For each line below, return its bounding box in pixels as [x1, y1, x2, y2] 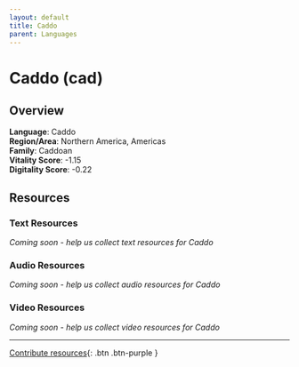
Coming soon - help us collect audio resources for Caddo [9, 279, 221, 290]
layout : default [9, 12, 69, 22]
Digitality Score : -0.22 [9, 164, 93, 175]
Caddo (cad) [9, 68, 104, 88]
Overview [9, 103, 65, 118]
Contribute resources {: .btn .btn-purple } [9, 347, 158, 358]
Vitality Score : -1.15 [9, 155, 82, 165]
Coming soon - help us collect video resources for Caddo [9, 322, 221, 332]
